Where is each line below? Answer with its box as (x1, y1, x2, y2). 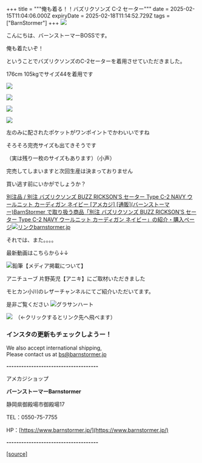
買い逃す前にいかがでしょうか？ (6, 181, 86, 187)
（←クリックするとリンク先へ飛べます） (17, 314, 116, 321)
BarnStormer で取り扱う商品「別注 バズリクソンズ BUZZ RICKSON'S (13, 208, 185, 215)
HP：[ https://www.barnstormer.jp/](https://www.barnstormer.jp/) (6, 427, 169, 434)
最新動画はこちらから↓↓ (6, 249, 69, 256)
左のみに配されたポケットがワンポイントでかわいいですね (6, 129, 150, 136)
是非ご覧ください (6, 301, 49, 308)
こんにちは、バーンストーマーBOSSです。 (6, 32, 110, 39)
